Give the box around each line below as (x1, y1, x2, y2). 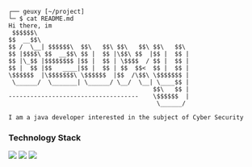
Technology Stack (8, 132, 82, 143)
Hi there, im (8, 22, 52, 30)
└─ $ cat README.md (8, 15, 74, 23)
